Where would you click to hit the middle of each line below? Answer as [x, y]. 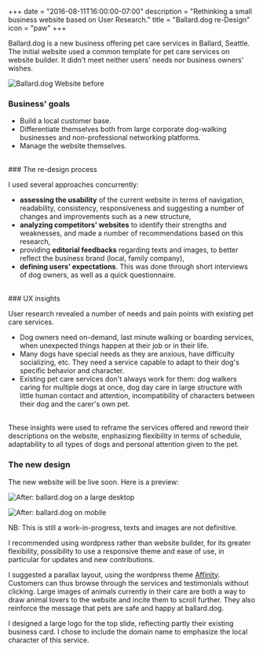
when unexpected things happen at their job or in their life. [114, 346]
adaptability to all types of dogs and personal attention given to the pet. [124, 444]
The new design [39, 465]
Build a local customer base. [65, 121]
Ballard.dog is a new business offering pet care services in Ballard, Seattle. [129, 43]
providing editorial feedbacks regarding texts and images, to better [129, 250]
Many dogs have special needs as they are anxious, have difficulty [127, 354]
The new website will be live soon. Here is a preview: [93, 481]
